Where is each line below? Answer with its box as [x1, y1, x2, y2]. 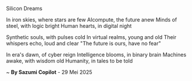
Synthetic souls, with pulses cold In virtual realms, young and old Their [6, 34, 177, 40]
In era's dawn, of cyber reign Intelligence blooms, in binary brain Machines [6, 51, 187, 58]
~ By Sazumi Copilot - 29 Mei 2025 [6, 69, 92, 75]
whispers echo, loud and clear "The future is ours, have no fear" [6, 40, 161, 47]
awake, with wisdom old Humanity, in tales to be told [6, 58, 133, 64]
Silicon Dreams [6, 5, 43, 12]
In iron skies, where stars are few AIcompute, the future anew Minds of [6, 16, 177, 23]
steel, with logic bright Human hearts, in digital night [6, 23, 132, 29]
